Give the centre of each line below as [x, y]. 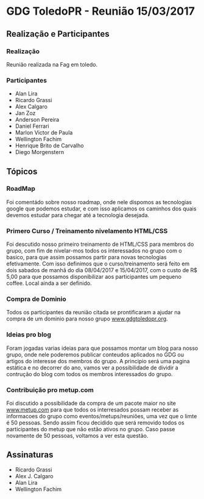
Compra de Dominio [36, 299]
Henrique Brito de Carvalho [49, 146]
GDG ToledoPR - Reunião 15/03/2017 [100, 11]
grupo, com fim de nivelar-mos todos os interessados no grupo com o [94, 251]
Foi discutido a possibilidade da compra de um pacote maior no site [91, 403]
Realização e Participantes [58, 34]
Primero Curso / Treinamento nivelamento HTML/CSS [87, 231]
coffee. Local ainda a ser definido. [49, 283]
